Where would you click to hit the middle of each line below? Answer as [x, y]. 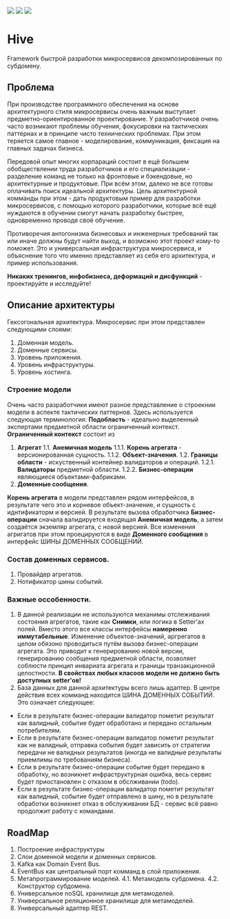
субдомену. [24, 66]
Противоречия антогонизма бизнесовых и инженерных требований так [113, 233]
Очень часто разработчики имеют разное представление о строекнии [111, 404]
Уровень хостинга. [44, 372]
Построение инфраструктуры [61, 849]
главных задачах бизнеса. [46, 148]
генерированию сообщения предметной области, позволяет [107, 658]
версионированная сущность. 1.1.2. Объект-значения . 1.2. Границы [117, 455]
